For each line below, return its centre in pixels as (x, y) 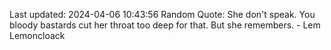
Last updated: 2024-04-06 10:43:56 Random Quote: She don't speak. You (162, 14)
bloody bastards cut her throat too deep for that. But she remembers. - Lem (165, 25)
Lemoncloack (37, 35)
